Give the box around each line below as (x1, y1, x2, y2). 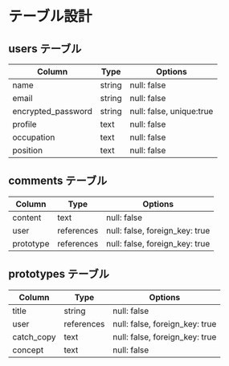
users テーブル (8, 42, 82, 55)
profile (12, 119, 38, 129)
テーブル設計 (8, 7, 92, 26)
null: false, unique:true (129, 106, 214, 116)
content (12, 212, 42, 223)
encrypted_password (12, 106, 92, 116)
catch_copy (12, 331, 56, 342)
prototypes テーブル (8, 267, 110, 281)
